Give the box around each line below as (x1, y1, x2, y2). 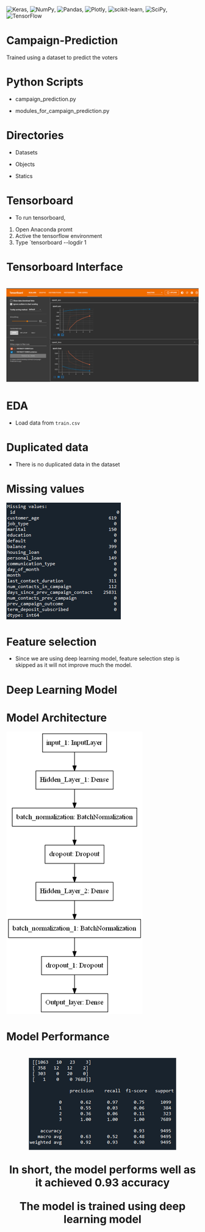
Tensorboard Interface (6, 260, 123, 274)
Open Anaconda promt (15, 226, 73, 233)
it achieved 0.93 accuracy (35, 1175, 170, 1189)
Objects (15, 160, 35, 168)
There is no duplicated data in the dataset (15, 461, 120, 468)
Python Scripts (6, 75, 84, 89)
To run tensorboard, (15, 214, 66, 221)
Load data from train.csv (15, 419, 81, 427)
